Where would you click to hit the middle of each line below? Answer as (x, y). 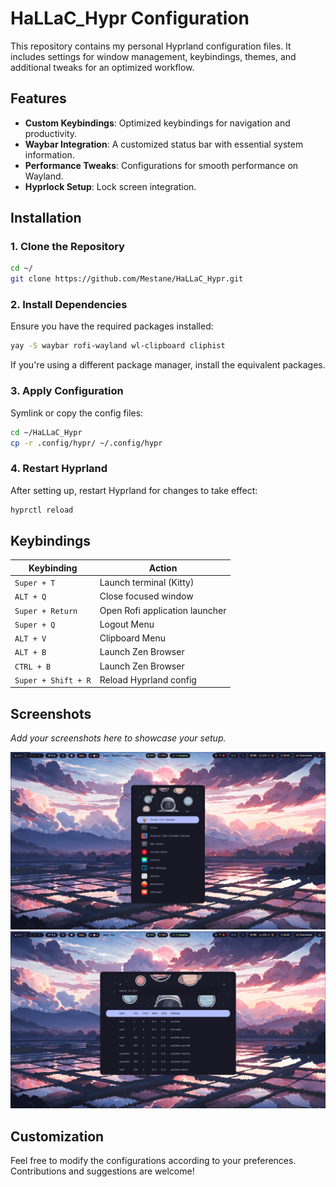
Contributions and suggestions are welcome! (102, 1171)
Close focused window (146, 596)
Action (163, 568)
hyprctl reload (42, 510)
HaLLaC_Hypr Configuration (130, 18)
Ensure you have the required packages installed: (112, 326)
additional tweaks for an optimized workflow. (102, 67)
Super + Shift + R (53, 680)
